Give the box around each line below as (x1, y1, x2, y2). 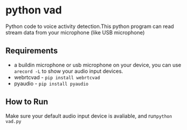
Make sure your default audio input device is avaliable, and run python (5, 112, 172, 120)
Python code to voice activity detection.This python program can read (5, 23, 174, 30)
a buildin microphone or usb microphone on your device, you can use (13, 61, 182, 68)
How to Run (5, 97, 49, 107)
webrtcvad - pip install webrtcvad (13, 73, 101, 80)
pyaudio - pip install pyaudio (13, 80, 89, 87)
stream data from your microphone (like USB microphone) (5, 29, 145, 36)
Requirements (5, 46, 58, 56)
